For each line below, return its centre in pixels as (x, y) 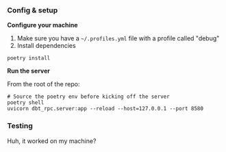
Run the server (28, 71)
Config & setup (33, 10)
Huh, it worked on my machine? (52, 141)
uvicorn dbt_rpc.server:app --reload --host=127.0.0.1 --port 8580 (105, 109)
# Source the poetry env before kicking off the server (88, 97)
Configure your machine (42, 25)
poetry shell (26, 103)
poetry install (29, 58)
